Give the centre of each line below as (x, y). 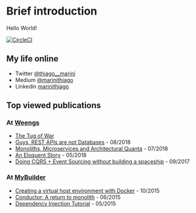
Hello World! (22, 28)
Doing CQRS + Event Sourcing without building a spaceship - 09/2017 (102, 161)
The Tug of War (35, 136)
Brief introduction (52, 11)
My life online (32, 59)
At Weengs (23, 123)
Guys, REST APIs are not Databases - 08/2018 (73, 142)
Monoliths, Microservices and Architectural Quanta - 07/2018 (91, 149)
